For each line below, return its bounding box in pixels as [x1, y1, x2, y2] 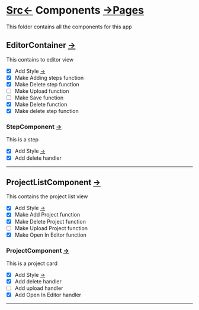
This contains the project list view [6, 193, 88, 200]
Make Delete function [14, 101, 68, 108]
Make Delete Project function [14, 218, 86, 225]
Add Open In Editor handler [14, 291, 82, 299]
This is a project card [6, 260, 58, 267]
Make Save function [14, 94, 64, 101]
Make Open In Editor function [14, 231, 87, 238]
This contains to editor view [6, 56, 74, 63]
